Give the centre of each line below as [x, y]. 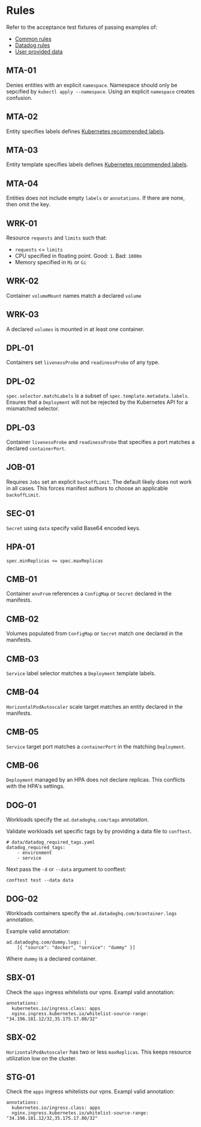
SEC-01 [20, 514]
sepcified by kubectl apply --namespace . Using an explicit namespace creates [100, 91]
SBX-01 [20, 977]
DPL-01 [20, 348]
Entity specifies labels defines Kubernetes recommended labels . [86, 131]
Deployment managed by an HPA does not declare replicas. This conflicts [96, 780]
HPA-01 [20, 547]
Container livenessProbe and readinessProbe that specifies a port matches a [100, 442]
